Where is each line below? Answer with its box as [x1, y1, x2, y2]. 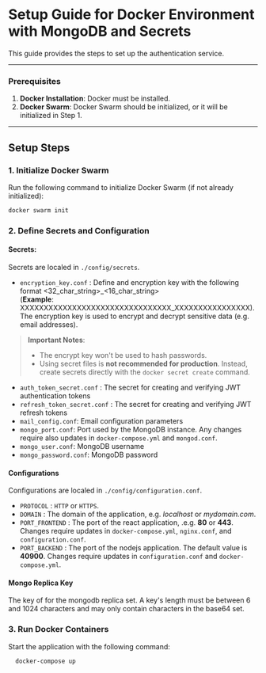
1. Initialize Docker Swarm [8, 165, 109, 176]
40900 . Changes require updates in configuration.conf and [19, 552, 218, 561]
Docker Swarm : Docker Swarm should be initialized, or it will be [19, 102, 228, 112]
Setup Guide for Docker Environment [8, 6, 255, 24]
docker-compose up [15, 657, 77, 665]
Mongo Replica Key [8, 578, 74, 587]
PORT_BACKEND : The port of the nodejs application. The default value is [19, 543, 248, 553]
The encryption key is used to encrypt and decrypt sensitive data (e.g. [19, 311, 249, 321]
